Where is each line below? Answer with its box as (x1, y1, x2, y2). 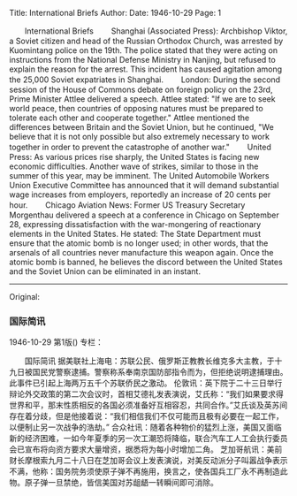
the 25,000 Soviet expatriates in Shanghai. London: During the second (9, 74, 281, 85)
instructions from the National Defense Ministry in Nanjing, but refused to (9, 55, 276, 65)
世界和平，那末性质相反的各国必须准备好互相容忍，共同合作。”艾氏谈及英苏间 (9, 400, 288, 410)
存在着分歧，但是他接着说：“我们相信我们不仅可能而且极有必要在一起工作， (9, 411, 285, 422)
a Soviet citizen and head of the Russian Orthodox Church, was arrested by (9, 35, 284, 46)
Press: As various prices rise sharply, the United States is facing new (9, 152, 260, 162)
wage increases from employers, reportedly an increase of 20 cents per (9, 189, 271, 200)
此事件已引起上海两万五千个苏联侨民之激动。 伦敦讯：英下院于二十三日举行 (9, 378, 283, 388)
